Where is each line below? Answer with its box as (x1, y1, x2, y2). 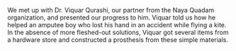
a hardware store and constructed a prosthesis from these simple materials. (7, 36, 229, 44)
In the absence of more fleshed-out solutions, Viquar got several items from (7, 28, 229, 36)
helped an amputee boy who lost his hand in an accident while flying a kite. (7, 21, 227, 29)
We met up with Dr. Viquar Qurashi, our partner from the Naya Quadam (7, 6, 215, 14)
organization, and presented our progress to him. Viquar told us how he (7, 13, 216, 22)
